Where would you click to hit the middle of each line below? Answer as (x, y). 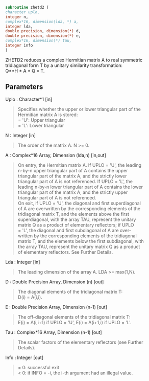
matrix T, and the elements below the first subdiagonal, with (81, 241)
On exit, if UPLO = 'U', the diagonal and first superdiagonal (79, 203)
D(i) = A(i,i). (30, 297)
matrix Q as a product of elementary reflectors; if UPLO (76, 225)
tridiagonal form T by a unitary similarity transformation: (64, 65)
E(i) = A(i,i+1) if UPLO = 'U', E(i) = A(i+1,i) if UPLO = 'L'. (74, 322)
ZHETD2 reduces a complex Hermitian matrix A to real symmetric (74, 60)
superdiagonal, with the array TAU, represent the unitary (77, 219)
